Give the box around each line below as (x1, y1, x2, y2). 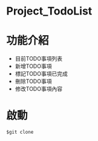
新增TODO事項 (15, 62, 52, 70)
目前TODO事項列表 (15, 55, 62, 62)
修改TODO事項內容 (15, 85, 62, 93)
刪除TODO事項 (15, 77, 52, 85)
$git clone (6, 129, 34, 136)
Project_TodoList (6, 4, 93, 18)
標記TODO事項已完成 (15, 70, 68, 77)
